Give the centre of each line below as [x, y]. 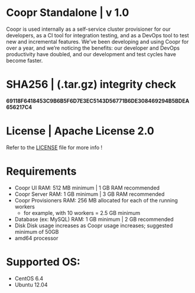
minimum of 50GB [37, 231]
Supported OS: [43, 262]
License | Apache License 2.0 [80, 131]
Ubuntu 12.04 [31, 285]
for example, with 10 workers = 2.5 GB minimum [82, 212]
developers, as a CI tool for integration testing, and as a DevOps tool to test [97, 35]
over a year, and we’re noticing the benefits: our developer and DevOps [93, 48]
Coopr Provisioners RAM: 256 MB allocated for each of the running [96, 200]
